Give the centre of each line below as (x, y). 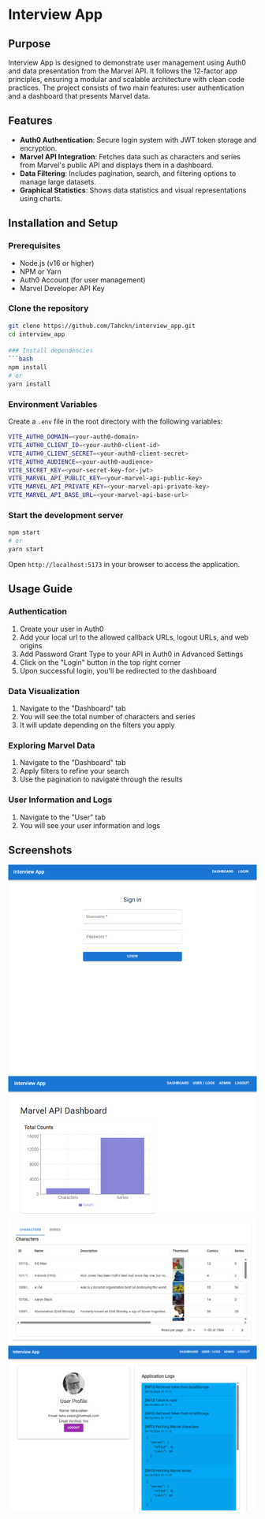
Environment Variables (53, 404)
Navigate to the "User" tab (63, 817)
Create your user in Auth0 (62, 629)
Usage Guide (41, 589)
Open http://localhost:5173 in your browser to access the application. (124, 565)
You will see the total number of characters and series (107, 717)
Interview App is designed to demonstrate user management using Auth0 (127, 62)
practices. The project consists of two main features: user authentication (126, 88)
